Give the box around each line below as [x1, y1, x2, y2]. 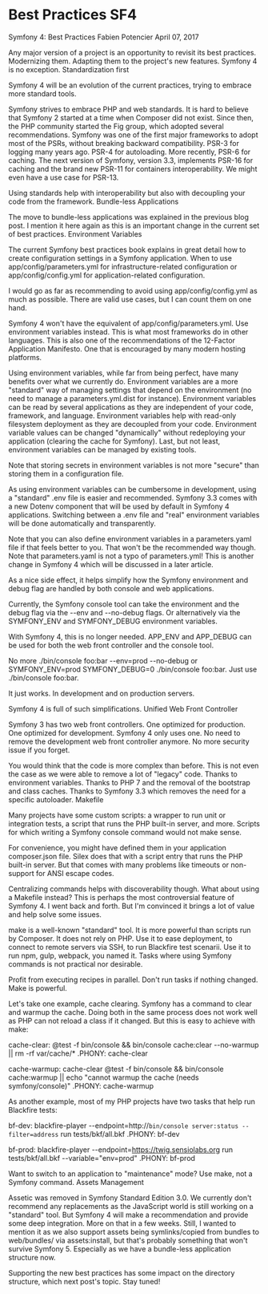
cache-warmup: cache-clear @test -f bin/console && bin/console [8, 1064, 224, 1073]
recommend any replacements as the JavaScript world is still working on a [8, 1201, 254, 1211]
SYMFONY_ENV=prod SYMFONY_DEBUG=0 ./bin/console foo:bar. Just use [8, 664, 258, 674]
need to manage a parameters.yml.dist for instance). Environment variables [8, 393, 257, 403]
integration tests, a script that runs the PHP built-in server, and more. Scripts [8, 818, 261, 828]
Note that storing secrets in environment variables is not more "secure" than [8, 460, 260, 470]
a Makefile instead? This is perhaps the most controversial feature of [8, 892, 234, 902]
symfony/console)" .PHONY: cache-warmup [8, 1081, 154, 1090]
